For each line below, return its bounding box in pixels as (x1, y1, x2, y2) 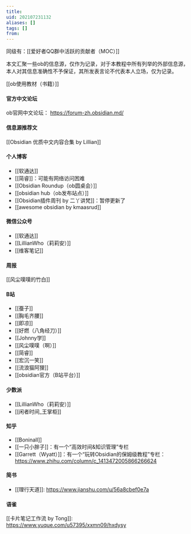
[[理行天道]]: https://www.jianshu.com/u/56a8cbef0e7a (14, 485, 150, 493)
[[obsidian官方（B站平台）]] (14, 372, 81, 379)
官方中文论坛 (6, 95, 37, 102)
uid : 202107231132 (6, 14, 51, 20)
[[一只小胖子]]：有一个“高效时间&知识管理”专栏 (14, 443, 129, 450)
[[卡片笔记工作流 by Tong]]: (6, 515, 73, 522)
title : (6, 8, 22, 15)
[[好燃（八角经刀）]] (14, 327, 62, 334)
